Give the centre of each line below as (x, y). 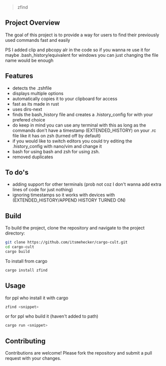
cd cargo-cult (20, 247)
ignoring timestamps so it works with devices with (64, 195)
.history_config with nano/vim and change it (57, 146)
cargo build (17, 251)
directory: (15, 233)
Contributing (25, 341)
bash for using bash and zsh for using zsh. (56, 151)
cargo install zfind (27, 270)
